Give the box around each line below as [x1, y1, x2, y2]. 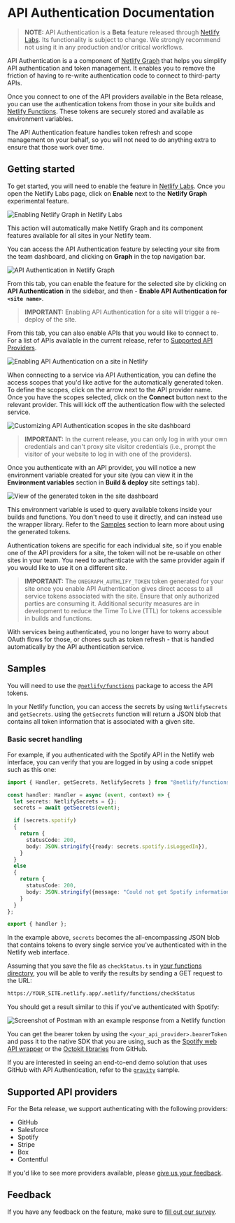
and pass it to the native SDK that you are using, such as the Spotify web [7, 1037, 218, 1046]
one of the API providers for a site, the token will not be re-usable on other [7, 548, 222, 557]
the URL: [7, 977, 33, 985]
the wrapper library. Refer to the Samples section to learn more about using [7, 520, 225, 529]
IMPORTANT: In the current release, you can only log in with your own [24, 435, 227, 443]
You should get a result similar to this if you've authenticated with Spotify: [7, 1003, 220, 1011]
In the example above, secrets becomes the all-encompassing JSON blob [7, 934, 220, 942]
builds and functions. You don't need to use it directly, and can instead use [7, 513, 222, 521]
